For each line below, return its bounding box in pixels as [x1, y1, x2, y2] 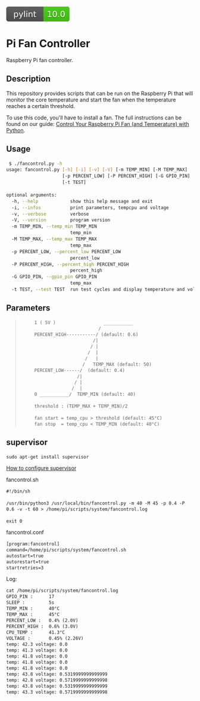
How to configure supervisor [6, 464, 77, 472]
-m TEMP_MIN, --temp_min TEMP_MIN [11, 223, 97, 230]
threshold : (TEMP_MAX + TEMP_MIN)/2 [34, 403, 128, 409]
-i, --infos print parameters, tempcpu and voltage [11, 204, 169, 211]
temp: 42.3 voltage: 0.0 [6, 641, 68, 647]
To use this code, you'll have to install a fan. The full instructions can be [6, 114, 182, 121]
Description [6, 74, 51, 84]
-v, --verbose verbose [11, 211, 89, 217]
